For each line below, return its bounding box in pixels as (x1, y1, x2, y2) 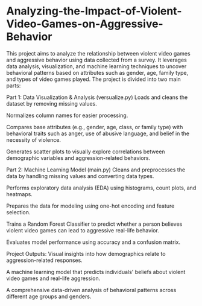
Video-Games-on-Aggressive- (6, 17, 164, 31)
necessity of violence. (6, 136, 62, 143)
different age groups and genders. (6, 293, 92, 300)
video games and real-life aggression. (6, 275, 101, 282)
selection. (6, 208, 31, 215)
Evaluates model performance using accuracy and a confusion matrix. (6, 238, 181, 246)
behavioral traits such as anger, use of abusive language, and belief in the (6, 130, 190, 137)
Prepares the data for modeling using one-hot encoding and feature (6, 202, 175, 209)
